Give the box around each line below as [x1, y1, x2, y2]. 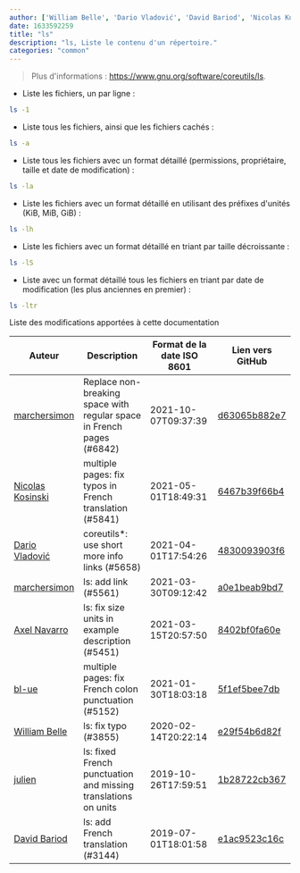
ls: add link [83, 575, 129, 588]
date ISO [160, 349, 198, 362]
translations [83, 790, 133, 802]
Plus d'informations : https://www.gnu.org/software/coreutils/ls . [30, 71, 266, 81]
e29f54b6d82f [217, 726, 281, 738]
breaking [83, 387, 121, 399]
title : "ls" [9, 29, 54, 38]
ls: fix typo [83, 720, 128, 733]
